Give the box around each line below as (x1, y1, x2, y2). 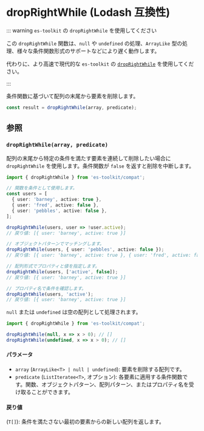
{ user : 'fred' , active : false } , (12, 202, 99, 208)
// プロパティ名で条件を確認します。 (6, 285, 86, 291)
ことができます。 (31, 389, 74, 396)
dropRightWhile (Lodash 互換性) (6, 5, 171, 19)
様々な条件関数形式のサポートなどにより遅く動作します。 (16, 47, 160, 55)
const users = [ (6, 191, 47, 197)
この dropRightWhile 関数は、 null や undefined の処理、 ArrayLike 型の (6, 39, 183, 47)
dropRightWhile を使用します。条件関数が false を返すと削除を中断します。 (6, 162, 195, 169)
